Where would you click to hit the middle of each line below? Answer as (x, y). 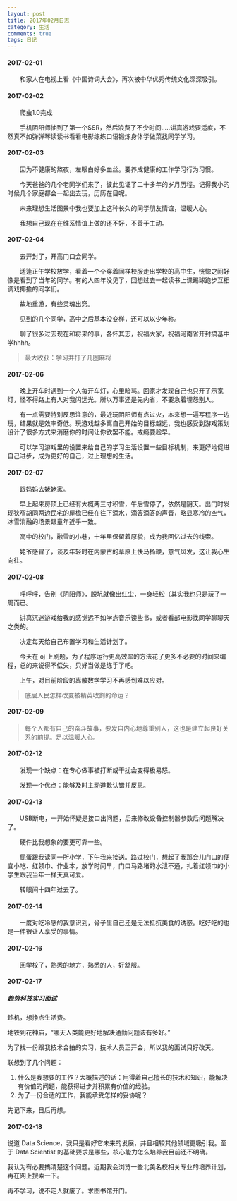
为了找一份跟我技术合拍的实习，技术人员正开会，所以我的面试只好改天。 (112, 1047)
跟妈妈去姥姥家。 (44, 489)
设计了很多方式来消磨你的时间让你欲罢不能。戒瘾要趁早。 (91, 432)
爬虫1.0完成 (36, 112)
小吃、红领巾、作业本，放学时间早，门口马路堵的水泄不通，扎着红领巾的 (118, 866)
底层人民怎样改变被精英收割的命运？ (77, 695)
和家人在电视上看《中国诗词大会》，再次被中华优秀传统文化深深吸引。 (120, 79)
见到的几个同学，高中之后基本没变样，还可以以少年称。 (100, 319)
